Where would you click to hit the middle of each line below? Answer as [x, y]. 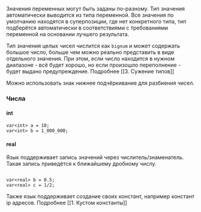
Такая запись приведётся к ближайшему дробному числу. [81, 164]
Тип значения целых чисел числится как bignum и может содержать [93, 46]
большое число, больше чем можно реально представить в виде [90, 52]
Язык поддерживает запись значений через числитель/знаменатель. [95, 157]
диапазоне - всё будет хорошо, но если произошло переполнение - [94, 65]
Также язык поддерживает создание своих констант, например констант [100, 196]
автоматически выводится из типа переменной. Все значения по [90, 15]
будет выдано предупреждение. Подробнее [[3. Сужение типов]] [90, 71]
